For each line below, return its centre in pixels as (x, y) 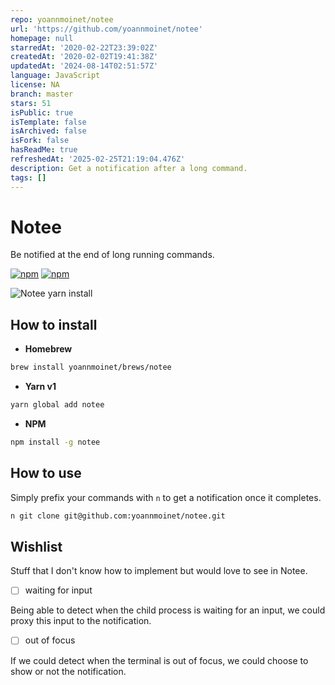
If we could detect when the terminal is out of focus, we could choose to (159, 660)
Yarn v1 (40, 387)
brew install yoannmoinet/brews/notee (91, 367)
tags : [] (28, 177)
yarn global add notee (57, 405)
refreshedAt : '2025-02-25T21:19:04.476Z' (98, 159)
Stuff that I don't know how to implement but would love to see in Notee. (159, 571)
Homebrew (48, 349)
